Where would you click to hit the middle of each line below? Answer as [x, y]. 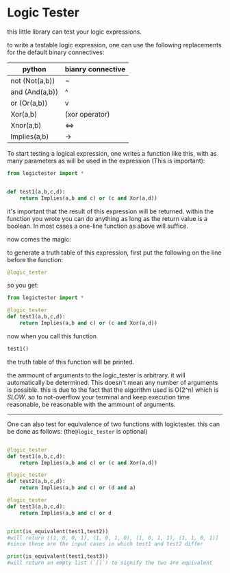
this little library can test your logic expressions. [75, 32]
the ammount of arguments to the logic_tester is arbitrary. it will [97, 375]
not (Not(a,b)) [33, 80]
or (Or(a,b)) [29, 103]
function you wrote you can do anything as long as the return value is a [107, 218]
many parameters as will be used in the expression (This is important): [106, 161]
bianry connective [95, 69]
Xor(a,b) [24, 114]
